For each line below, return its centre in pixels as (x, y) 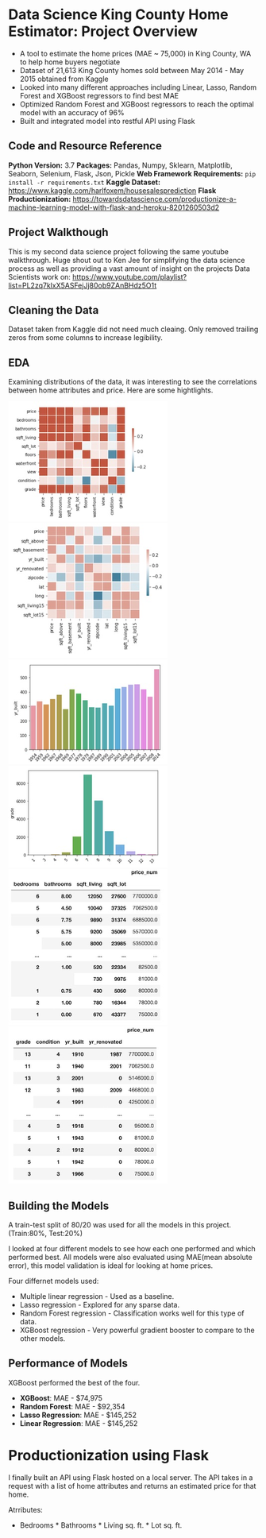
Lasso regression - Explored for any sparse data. (100, 1305)
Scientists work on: (40, 276)
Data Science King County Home (118, 15)
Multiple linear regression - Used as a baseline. (97, 1296)
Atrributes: (26, 1509)
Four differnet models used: (54, 1281)
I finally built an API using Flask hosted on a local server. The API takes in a (131, 1477)
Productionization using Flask (108, 1455)
